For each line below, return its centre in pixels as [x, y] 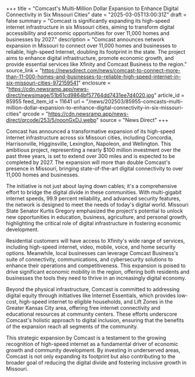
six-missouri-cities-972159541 [42, 83]
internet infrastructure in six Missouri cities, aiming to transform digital [90, 27]
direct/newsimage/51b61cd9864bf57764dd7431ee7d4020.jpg [80, 95]
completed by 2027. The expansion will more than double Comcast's [88, 162]
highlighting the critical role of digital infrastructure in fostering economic [94, 223]
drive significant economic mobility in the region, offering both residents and [98, 272]
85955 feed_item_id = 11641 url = [45, 101]
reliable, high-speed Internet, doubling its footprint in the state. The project [96, 52]
